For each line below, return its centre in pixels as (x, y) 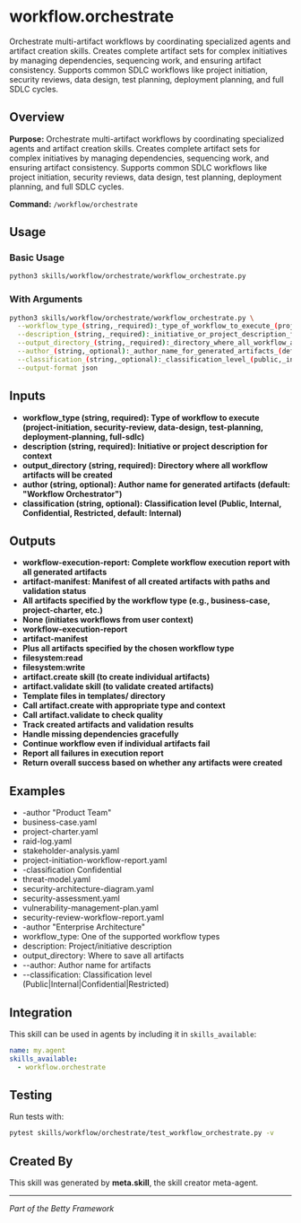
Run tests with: (37, 1117)
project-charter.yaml (60, 832)
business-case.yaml (59, 822)
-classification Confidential (72, 870)
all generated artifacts (64, 572)
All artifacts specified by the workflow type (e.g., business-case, (146, 601)
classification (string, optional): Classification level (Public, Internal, (152, 503)
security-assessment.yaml (71, 898)
